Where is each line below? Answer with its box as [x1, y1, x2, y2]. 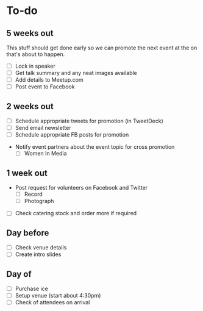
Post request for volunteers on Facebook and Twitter [15, 184, 148, 191]
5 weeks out [6, 28, 54, 38]
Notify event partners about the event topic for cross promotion [15, 143, 175, 151]
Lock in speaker [15, 62, 56, 70]
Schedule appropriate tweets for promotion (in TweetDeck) [15, 117, 163, 125]
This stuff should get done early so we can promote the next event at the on [6, 44, 198, 51]
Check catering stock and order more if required [15, 210, 137, 217]
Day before [6, 227, 49, 238]
